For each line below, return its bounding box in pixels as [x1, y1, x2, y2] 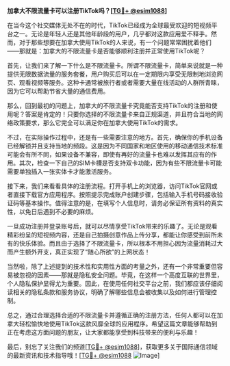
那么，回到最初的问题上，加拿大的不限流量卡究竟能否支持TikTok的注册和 [7, 102, 212, 109]
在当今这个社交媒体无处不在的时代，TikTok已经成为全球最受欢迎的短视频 [7, 21, 212, 29]
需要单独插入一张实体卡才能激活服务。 [7, 168, 115, 175]
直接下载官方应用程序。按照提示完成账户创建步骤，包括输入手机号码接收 [12, 191, 217, 198]
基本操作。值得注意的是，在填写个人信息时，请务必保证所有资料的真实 [25, 199, 223, 207]
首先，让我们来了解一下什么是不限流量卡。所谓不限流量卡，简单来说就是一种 [7, 62, 223, 69]
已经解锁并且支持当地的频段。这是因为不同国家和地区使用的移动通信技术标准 [7, 142, 223, 150]
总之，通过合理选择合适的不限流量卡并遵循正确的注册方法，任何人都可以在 [7, 311, 217, 319]
